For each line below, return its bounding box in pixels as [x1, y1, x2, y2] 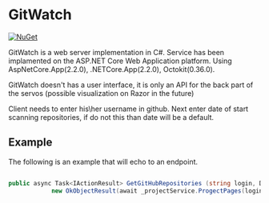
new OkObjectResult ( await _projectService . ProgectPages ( [50, 186, 246, 195]
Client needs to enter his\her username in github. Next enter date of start [8, 104, 249, 113]
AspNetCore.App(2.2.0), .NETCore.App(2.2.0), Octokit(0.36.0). [8, 64, 215, 74]
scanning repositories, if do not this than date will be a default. [8, 112, 215, 121]
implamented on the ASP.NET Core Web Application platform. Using [8, 56, 232, 66]
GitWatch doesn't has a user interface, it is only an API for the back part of [8, 80, 254, 90]
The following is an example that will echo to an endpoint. [8, 157, 199, 166]
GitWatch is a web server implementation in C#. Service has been [8, 47, 225, 57]
